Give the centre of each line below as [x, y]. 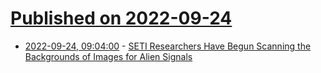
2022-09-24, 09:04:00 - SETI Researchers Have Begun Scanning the [168, 46]
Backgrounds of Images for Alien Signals [108, 56]
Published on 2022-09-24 [121, 18]
